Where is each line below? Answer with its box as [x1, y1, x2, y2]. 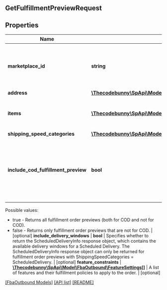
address [7, 90, 28, 97]
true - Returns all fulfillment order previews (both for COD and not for [12, 217, 154, 223]
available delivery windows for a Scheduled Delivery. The [12, 243, 130, 249]
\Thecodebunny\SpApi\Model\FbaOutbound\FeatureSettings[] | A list [12, 265, 159, 271]
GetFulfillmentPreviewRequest [5, 4, 102, 12]
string [91, 63, 106, 70]
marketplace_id [7, 63, 45, 70]
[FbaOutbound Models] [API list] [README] [5, 280, 94, 286]
